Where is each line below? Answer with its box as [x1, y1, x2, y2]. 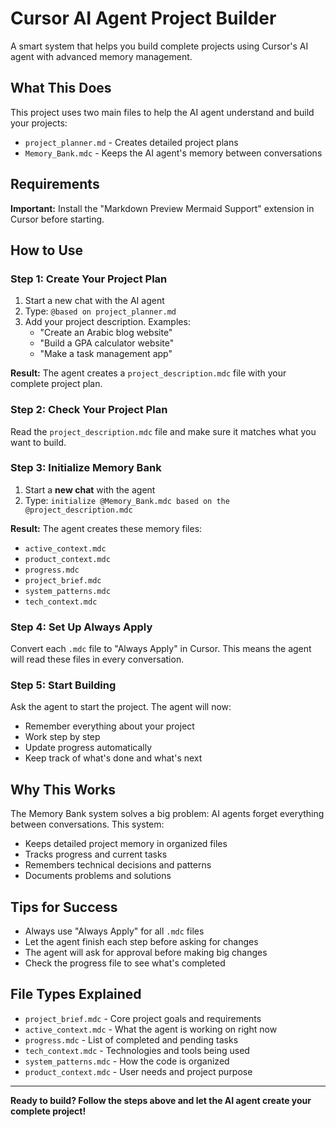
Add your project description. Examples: [24, 316, 191, 328]
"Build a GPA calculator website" [39, 337, 175, 349]
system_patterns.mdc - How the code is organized [24, 1055, 230, 1067]
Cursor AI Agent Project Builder [10, 7, 277, 30]
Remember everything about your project [24, 720, 195, 732]
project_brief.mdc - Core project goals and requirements [24, 1012, 262, 1024]
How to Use [10, 242, 84, 259]
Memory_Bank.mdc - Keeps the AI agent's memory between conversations [24, 147, 323, 159]
